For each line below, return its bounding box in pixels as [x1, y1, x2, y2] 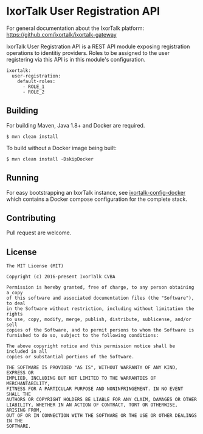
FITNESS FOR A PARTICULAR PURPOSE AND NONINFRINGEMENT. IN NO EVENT [6, 386, 184, 392]
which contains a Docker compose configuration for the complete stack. [6, 195, 187, 203]
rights [6, 311, 23, 317]
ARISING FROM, [6, 407, 43, 413]
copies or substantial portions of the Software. [6, 354, 135, 360]
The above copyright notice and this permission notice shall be [6, 343, 175, 349]
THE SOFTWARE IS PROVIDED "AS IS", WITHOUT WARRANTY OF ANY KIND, [6, 364, 178, 371]
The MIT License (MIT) [6, 263, 64, 269]
